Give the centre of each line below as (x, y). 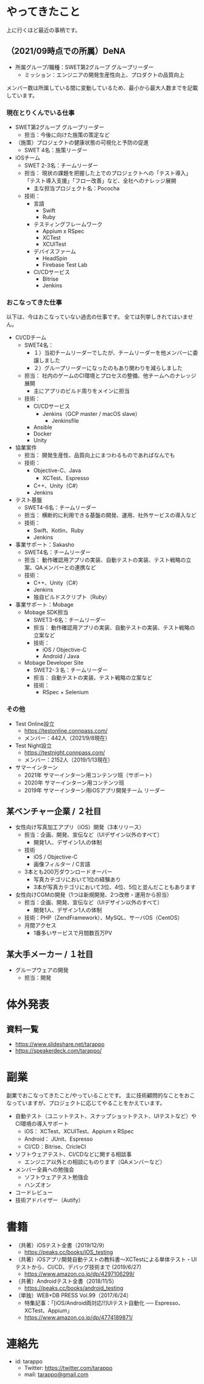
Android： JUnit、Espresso (58, 1139)
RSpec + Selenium (65, 692)
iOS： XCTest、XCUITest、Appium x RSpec (79, 1131)
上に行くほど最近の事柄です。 (44, 30)
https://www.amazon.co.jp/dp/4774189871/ (78, 1317)
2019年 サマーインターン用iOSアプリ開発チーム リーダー (95, 790)
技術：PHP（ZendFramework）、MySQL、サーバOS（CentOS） (104, 918)
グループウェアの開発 (42, 970)
